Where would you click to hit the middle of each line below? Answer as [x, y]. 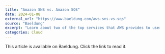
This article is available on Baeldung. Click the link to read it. [66, 46]
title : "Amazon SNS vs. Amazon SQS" [42, 10]
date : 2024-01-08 [23, 14]
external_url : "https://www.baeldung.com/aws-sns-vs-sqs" [66, 19]
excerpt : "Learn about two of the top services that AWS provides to [78, 28]
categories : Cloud [24, 32]
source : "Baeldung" [25, 23]
